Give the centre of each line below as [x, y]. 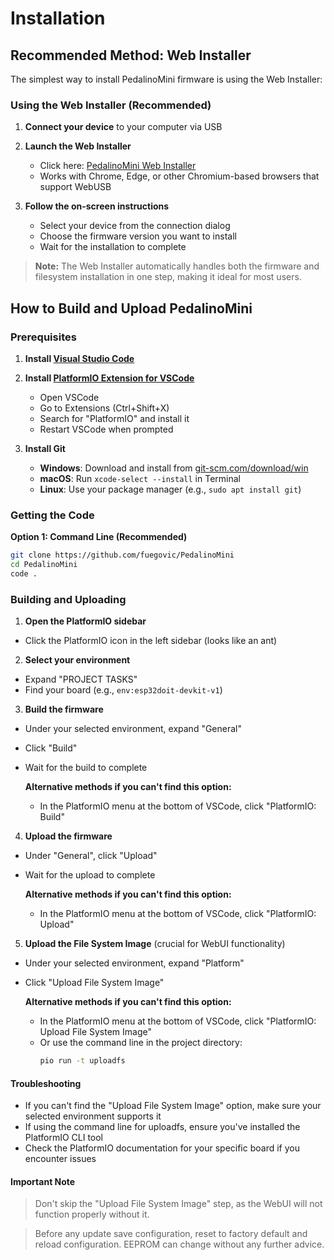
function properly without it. [92, 1214]
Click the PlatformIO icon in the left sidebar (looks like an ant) [151, 641]
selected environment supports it [93, 1116]
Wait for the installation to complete [113, 247]
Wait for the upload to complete [90, 875]
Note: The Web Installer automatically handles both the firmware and [177, 266]
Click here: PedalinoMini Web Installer [118, 166]
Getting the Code [52, 515]
